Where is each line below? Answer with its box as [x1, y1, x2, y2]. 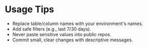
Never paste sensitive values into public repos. [12, 31, 112, 37]
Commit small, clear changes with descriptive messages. [12, 37, 133, 43]
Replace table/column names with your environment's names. [12, 20, 143, 27]
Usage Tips [5, 4, 54, 15]
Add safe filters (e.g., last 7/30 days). [12, 26, 91, 32]
